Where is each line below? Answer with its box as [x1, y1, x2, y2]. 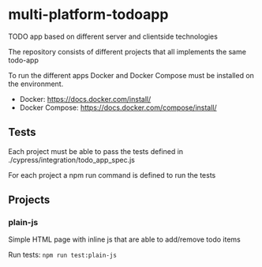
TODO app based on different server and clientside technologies [8, 32, 219, 41]
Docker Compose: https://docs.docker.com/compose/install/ [19, 103, 217, 112]
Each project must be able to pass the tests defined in [8, 146, 184, 156]
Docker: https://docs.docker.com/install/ [19, 94, 152, 103]
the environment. [8, 79, 64, 88]
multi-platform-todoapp [8, 6, 169, 24]
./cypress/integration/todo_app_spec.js [8, 155, 136, 164]
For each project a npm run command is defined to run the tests [8, 170, 216, 179]
